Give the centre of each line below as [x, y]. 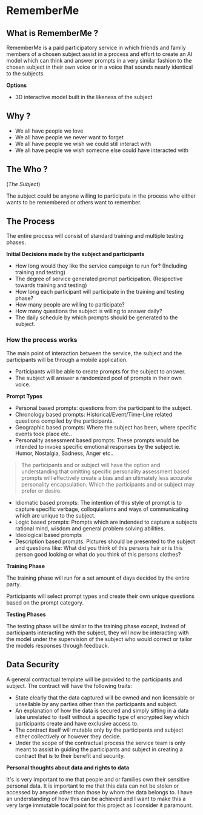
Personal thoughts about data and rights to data [68, 768]
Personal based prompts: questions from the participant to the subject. [103, 407]
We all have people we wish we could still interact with [83, 144]
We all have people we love [49, 131]
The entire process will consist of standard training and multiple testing [95, 236]
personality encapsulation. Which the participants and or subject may [108, 484]
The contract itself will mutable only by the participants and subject [99, 730]
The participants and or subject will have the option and [91, 465]
